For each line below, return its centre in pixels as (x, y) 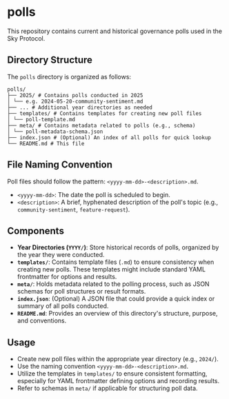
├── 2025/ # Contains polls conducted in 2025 (75, 95)
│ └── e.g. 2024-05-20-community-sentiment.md (75, 101)
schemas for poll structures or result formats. (81, 291)
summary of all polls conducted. (63, 306)
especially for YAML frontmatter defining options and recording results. (118, 381)
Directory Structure (50, 60)
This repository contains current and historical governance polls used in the (115, 31)
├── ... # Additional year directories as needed (80, 108)
